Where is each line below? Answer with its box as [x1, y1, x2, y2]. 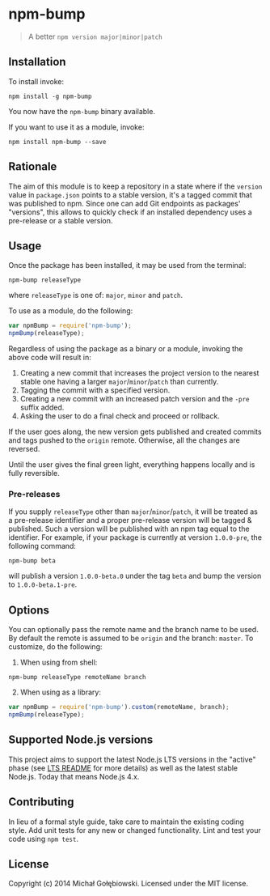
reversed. [8, 444, 40, 454]
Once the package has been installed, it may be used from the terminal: [8, 261, 247, 270]
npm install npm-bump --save [8, 138, 107, 146]
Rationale [8, 159, 57, 174]
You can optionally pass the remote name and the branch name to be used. [8, 625, 259, 635]
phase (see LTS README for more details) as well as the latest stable [8, 762, 238, 773]
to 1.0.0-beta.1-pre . [8, 580, 78, 589]
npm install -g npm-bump [8, 92, 92, 100]
